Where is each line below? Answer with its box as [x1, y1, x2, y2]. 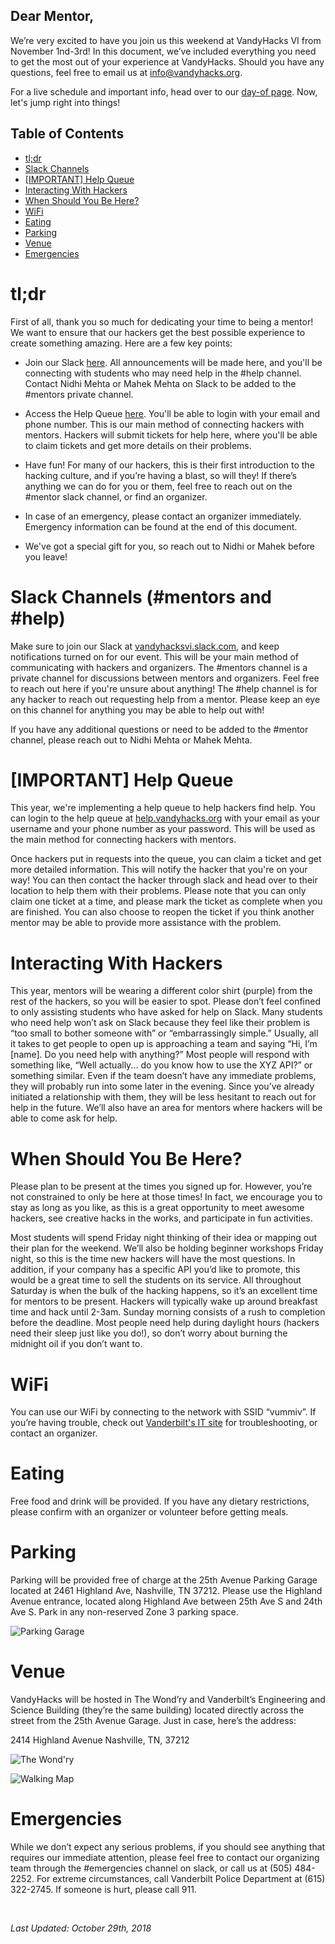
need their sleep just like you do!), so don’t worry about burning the [10, 1327, 288, 1339]
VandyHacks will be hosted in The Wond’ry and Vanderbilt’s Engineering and [10, 1694, 326, 1706]
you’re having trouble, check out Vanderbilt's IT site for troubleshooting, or [10, 1417, 318, 1429]
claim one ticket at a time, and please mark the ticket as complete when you [10, 895, 323, 908]
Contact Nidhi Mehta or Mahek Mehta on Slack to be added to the [24, 377, 297, 389]
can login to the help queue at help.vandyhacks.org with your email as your [10, 812, 321, 824]
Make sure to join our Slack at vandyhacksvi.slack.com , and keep [10, 640, 280, 652]
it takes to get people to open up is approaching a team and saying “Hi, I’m [10, 1038, 318, 1050]
